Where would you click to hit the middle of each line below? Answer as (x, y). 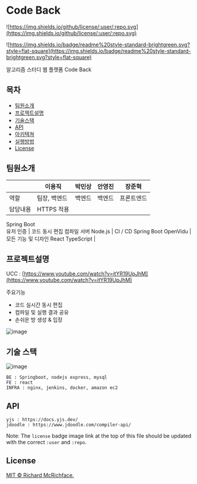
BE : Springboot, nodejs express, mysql (57, 378)
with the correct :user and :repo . (47, 442)
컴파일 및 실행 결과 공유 (42, 312)
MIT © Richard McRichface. (40, 475)
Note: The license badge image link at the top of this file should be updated (99, 436)
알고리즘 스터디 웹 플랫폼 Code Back (49, 69)
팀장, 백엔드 (52, 198)
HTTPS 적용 (53, 209)
